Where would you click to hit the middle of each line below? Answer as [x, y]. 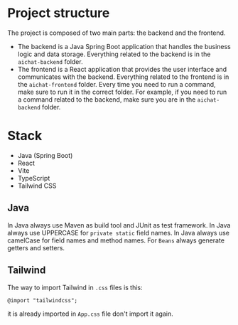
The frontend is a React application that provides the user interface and [122, 69]
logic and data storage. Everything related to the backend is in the [114, 54]
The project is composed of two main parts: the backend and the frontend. [117, 33]
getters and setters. [36, 247]
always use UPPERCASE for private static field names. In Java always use [118, 233]
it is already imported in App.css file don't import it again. [90, 314]
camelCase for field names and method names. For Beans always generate [116, 240]
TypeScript [34, 178]
